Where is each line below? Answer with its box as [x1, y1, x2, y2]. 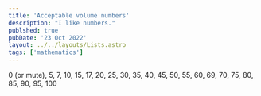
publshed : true [8, 26, 59, 34]
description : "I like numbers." [8, 19, 115, 27]
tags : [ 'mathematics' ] [8, 48, 84, 56]
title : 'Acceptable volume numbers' [8, 11, 130, 20]
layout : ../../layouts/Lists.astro [8, 41, 127, 49]
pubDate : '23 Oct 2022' [8, 33, 88, 42]
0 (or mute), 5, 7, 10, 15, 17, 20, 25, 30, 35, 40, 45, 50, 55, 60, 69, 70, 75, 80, [8, 71, 254, 79]
